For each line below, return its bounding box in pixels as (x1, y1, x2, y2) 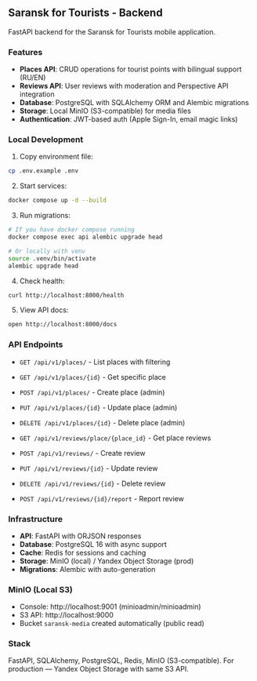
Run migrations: (19, 211, 71, 220)
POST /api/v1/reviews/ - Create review (19, 448, 146, 457)
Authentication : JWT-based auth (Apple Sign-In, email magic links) (19, 115, 238, 124)
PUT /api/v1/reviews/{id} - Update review (19, 463, 158, 473)
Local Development (8, 134, 84, 145)
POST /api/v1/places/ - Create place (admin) (19, 388, 165, 397)
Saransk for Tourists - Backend (8, 6, 163, 20)
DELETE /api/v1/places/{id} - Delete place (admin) (19, 417, 186, 427)
